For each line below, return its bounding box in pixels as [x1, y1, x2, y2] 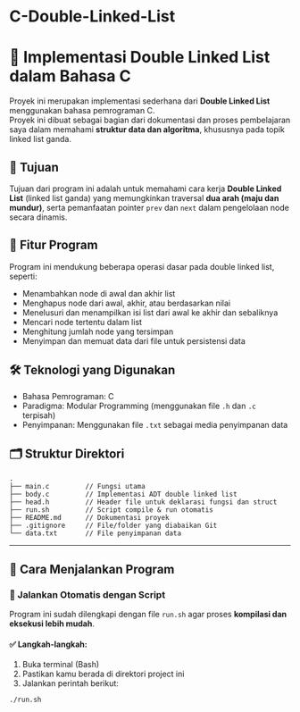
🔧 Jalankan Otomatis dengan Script [9, 588, 166, 600]
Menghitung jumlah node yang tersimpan [21, 326, 174, 337]
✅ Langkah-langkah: [9, 639, 87, 649]
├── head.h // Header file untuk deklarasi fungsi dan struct [9, 498, 278, 507]
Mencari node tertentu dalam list [21, 316, 143, 327]
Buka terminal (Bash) [21, 659, 100, 670]
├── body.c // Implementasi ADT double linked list [9, 490, 238, 499]
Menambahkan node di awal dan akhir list [21, 288, 176, 298]
